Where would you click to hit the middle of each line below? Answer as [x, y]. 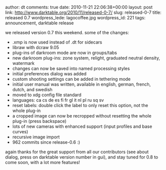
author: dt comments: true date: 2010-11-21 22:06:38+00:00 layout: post [79, 7]
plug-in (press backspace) [39, 121]
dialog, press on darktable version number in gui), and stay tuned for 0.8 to [82, 157]
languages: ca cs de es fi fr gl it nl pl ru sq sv [58, 100]
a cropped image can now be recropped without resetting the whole [82, 116]
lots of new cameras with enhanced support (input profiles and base [82, 126]
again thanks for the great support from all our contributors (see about [77, 152]
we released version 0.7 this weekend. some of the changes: [67, 32]
